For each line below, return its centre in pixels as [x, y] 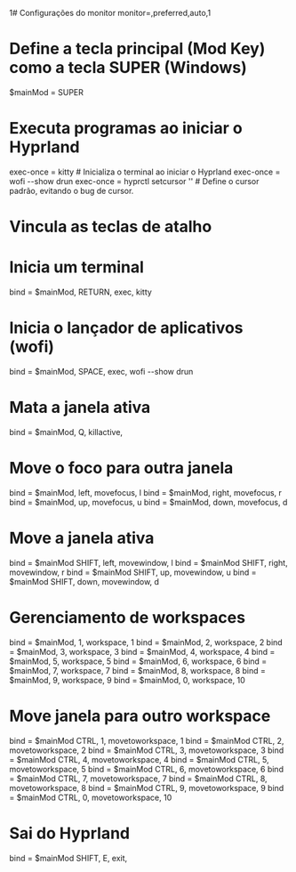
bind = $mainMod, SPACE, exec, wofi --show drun [101, 371]
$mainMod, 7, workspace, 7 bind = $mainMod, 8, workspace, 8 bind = [138, 670]
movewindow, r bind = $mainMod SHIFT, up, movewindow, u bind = [133, 572]
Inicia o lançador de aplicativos [126, 328]
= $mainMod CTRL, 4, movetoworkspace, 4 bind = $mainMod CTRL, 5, [139, 759]
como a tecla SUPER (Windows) [128, 68]
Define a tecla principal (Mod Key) [137, 49]
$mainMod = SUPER [47, 92]
